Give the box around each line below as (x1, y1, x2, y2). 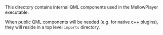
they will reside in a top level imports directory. (5, 24, 100, 30)
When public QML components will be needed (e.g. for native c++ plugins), (5, 19, 159, 25)
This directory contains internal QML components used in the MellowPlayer (5, 4, 159, 10)
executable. (5, 9, 29, 15)
